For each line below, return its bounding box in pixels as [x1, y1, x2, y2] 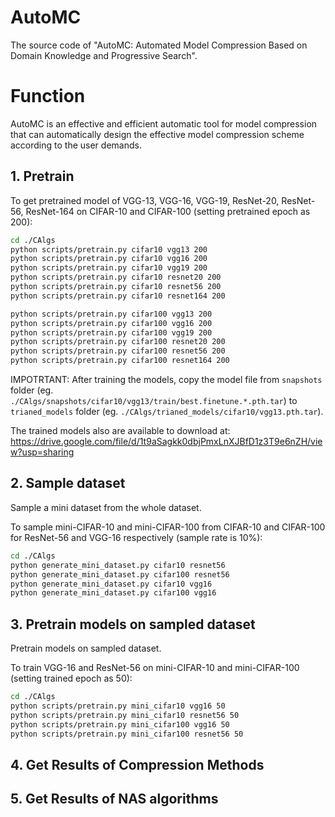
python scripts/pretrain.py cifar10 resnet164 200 [10, 291, 226, 301]
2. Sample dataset [10, 475, 126, 492]
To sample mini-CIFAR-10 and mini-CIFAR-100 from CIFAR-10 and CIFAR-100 [10, 521, 326, 533]
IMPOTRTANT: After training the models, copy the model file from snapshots [10, 374, 323, 386]
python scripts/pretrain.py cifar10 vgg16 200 [10, 254, 208, 264]
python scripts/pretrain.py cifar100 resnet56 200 [10, 346, 226, 356]
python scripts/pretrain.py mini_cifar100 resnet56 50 [10, 729, 244, 739]
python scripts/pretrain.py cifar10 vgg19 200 [10, 263, 208, 273]
